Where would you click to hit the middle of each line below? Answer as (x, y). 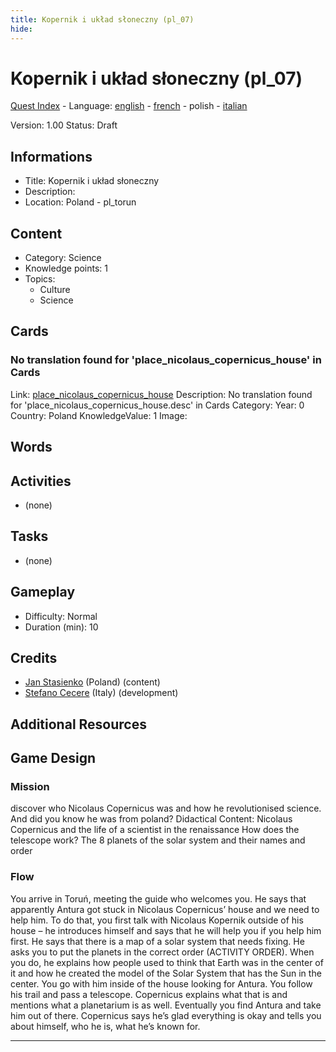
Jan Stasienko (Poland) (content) (92, 682)
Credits (34, 657)
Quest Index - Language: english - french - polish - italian (129, 106)
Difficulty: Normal (61, 616)
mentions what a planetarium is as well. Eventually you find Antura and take (166, 1005)
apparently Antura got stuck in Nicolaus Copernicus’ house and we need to (165, 909)
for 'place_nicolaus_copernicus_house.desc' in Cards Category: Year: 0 (157, 405)
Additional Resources (78, 724)
